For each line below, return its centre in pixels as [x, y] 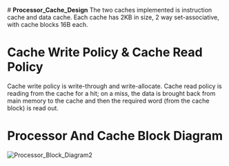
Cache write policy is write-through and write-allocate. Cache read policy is [114, 86]
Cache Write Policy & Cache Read [105, 53]
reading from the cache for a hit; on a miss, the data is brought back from [111, 93]
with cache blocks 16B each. [48, 24]
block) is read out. [33, 108]
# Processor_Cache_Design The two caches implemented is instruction [110, 10]
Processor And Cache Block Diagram [115, 136]
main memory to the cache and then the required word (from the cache [108, 101]
